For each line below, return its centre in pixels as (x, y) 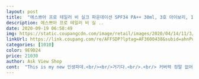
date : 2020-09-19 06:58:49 (39, 28)
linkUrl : (17, 39)
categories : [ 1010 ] (30, 45)
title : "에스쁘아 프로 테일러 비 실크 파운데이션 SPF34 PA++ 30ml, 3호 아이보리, (97, 17)
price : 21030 (22, 56)
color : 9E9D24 (24, 50)
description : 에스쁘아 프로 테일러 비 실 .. (55, 23)
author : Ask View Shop (34, 61)
